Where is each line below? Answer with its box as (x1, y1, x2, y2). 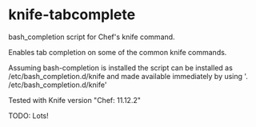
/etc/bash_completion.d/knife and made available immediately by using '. (8, 71, 248, 81)
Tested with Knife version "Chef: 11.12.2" (8, 95, 142, 105)
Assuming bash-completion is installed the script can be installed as (8, 62, 234, 73)
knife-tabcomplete (8, 6, 136, 24)
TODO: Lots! (8, 110, 50, 121)
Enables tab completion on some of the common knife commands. (8, 47, 227, 57)
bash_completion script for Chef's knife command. (8, 32, 175, 42)
